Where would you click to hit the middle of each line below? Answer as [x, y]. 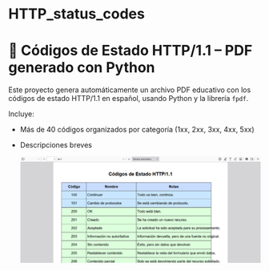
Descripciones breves [56, 145]
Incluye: [21, 114]
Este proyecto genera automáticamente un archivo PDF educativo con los [130, 90]
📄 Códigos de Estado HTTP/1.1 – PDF [130, 51]
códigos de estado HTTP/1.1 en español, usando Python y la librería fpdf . [128, 99]
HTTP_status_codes [77, 14]
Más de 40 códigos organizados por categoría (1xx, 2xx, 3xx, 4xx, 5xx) [137, 130]
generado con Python [82, 68]
